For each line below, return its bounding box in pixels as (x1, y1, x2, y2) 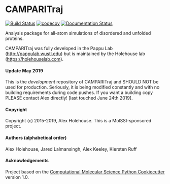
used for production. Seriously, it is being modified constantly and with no (5, 84, 160, 90)
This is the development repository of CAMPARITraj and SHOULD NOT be (5, 79, 159, 85)
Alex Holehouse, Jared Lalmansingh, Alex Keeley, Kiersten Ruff (5, 146, 137, 152)
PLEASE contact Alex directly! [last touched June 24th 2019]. (5, 95, 133, 101)
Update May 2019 (5, 67, 43, 74)
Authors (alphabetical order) (5, 134, 67, 141)
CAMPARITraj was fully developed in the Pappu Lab (5, 45, 113, 51)
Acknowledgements (5, 158, 49, 164)
